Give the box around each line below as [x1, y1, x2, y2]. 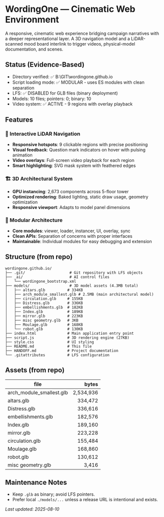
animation [12, 152, 33, 158]
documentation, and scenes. [5, 46, 63, 52]
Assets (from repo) [5, 366, 65, 374]
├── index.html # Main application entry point [5, 331, 134, 336]
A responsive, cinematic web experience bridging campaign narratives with [5, 30, 160, 36]
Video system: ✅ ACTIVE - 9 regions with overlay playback [12, 101, 133, 107]
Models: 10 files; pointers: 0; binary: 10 [12, 96, 92, 102]
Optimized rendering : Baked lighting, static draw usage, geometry [12, 194, 149, 200]
